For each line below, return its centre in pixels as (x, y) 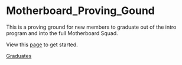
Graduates (19, 56)
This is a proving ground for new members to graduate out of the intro (91, 27)
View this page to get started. (42, 45)
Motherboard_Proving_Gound (80, 11)
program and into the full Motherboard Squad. (62, 33)
